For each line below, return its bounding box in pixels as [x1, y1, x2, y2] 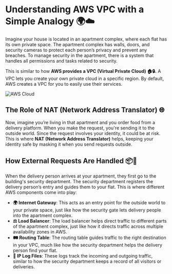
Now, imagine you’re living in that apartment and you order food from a [5, 119, 156, 125]
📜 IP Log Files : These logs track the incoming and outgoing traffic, [12, 252, 153, 259]
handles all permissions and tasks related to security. [5, 57, 118, 64]
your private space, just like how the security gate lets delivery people [12, 207, 161, 213]
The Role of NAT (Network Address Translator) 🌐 [5, 106, 165, 114]
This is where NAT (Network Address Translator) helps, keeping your [5, 135, 154, 142]
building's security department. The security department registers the [5, 178, 153, 184]
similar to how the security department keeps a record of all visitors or [12, 258, 162, 264]
